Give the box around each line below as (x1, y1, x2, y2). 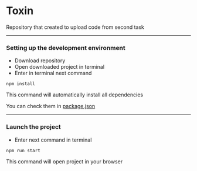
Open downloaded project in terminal (14, 63, 104, 71)
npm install (6, 81, 35, 87)
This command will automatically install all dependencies (6, 91, 144, 98)
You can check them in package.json (6, 103, 96, 110)
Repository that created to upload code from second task (6, 24, 145, 31)
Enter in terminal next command (14, 69, 92, 77)
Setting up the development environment (6, 43, 126, 52)
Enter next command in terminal (14, 136, 92, 143)
